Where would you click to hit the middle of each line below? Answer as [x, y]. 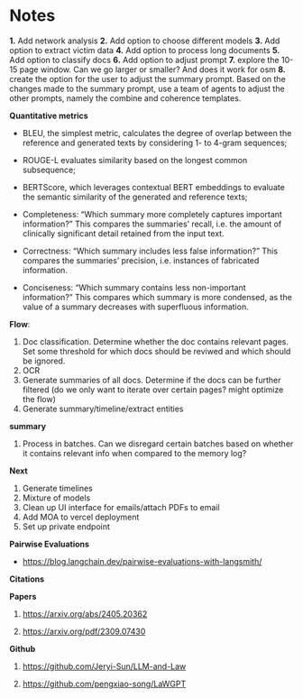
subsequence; [49, 170]
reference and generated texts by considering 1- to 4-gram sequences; [155, 142]
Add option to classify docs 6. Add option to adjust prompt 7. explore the [144, 60]
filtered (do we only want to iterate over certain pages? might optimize [153, 390]
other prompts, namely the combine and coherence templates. [125, 98]
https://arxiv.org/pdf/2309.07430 [84, 631]
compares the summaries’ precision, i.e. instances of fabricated [141, 260]
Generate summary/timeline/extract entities [103, 409]
